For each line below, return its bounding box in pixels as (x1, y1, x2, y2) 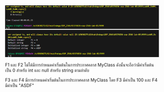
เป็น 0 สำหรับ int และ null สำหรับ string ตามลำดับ (5, 67, 89, 73)
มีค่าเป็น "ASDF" (5, 83, 34, 89)
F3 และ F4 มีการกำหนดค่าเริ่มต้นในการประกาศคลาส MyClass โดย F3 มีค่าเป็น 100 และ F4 (5, 77, 158, 83)
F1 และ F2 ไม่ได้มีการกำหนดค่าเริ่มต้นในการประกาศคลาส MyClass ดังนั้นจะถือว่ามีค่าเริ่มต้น (5, 62, 154, 68)
